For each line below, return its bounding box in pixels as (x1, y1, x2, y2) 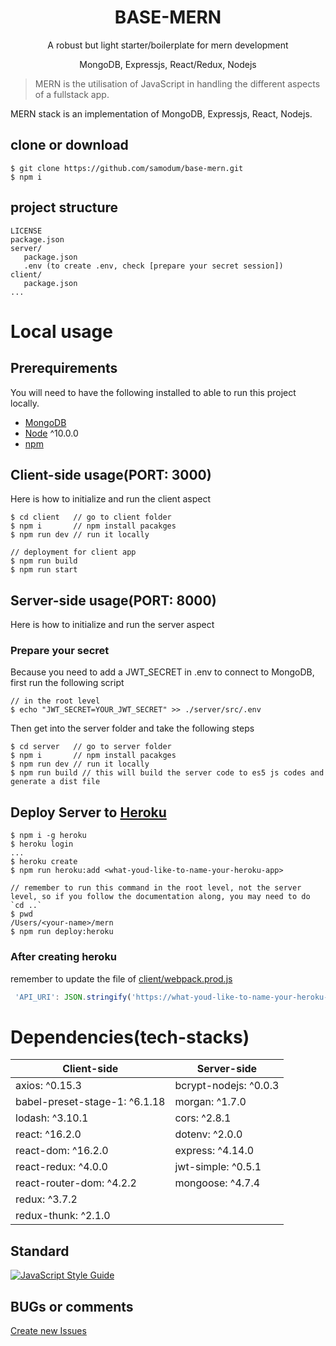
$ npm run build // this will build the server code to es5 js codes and (10, 768, 325, 778)
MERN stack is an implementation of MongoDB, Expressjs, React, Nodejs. (10, 107, 313, 120)
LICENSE (10, 226, 43, 236)
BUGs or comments (10, 1298, 134, 1315)
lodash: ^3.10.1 (15, 1111, 89, 1125)
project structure (10, 199, 119, 216)
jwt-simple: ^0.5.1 (174, 1160, 262, 1174)
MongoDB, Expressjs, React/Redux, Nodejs (79, 58, 257, 70)
